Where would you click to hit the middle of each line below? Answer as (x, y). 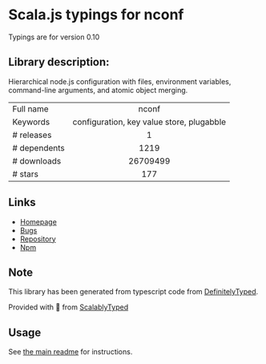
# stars (25, 174)
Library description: (59, 62)
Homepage (38, 221)
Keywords (31, 122)
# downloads (37, 160)
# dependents (39, 148)
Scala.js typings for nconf (96, 15)
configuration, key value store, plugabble (149, 122)
